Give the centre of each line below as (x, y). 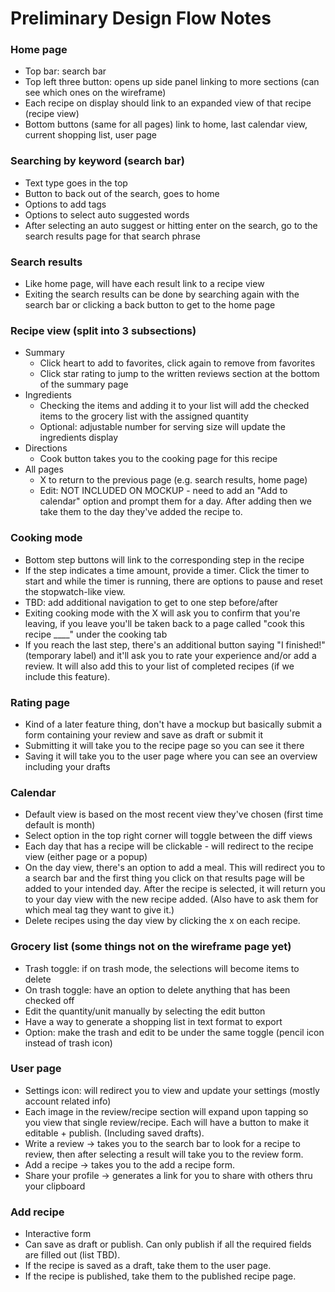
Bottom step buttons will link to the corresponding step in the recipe (164, 559)
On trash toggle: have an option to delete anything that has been (157, 989)
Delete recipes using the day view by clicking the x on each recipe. (162, 921)
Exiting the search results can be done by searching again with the (162, 294)
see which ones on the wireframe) (95, 93)
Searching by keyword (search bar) (97, 161)
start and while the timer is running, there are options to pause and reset (173, 581)
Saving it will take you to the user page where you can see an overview (171, 756)
